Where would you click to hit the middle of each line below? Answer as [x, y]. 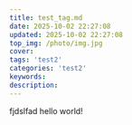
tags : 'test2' [36, 60]
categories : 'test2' [48, 69]
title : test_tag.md [46, 18]
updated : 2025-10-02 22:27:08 [66, 34]
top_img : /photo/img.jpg [56, 43]
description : [34, 85]
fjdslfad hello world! [46, 111]
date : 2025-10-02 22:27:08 [60, 26]
